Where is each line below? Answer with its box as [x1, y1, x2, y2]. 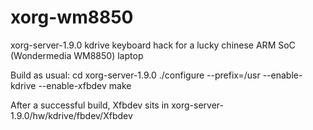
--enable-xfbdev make [38, 79, 132, 91]
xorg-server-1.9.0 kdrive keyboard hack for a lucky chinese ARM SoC [10, 39, 296, 51]
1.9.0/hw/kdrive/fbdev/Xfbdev [10, 109, 133, 121]
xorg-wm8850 [10, 6, 134, 29]
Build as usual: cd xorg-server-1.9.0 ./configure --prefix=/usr [10, 69, 261, 81]
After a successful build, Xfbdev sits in [10, 99, 170, 111]
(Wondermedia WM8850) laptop [10, 49, 144, 61]
